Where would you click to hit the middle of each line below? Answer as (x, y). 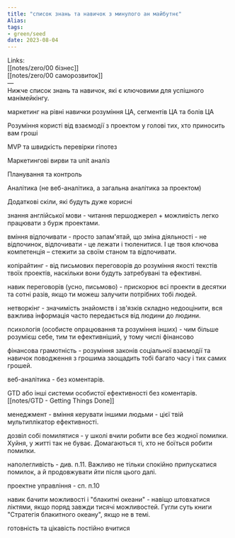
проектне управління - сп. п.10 (54, 486)
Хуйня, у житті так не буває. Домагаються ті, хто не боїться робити (110, 443)
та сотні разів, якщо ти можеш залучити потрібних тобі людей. (102, 294)
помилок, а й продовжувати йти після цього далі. (82, 472)
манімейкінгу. (28, 98)
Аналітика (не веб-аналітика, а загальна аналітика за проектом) (104, 188)
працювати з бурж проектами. (54, 223)
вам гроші (23, 133)
